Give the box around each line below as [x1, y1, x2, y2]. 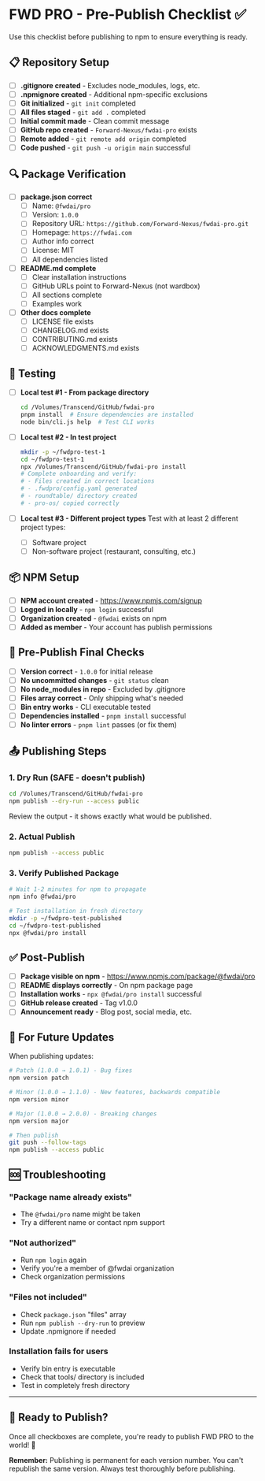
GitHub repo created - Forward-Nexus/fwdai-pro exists [20, 125, 197, 135]
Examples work [31, 299, 82, 308]
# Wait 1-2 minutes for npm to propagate [9, 885, 147, 893]
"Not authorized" [9, 1237, 77, 1248]
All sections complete [31, 290, 102, 299]
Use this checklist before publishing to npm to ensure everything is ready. [9, 32, 248, 41]
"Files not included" [9, 1292, 87, 1303]
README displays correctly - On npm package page [20, 981, 193, 990]
